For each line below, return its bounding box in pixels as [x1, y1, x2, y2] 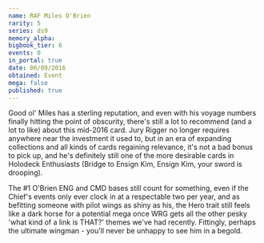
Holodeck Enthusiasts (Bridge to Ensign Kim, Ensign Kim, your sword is [8, 160, 242, 169]
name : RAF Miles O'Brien [8, 11, 91, 20]
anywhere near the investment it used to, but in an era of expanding [8, 134, 232, 144]
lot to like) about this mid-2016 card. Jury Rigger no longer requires [8, 125, 230, 135]
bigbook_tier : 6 [8, 42, 62, 50]
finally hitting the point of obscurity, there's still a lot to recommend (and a [8, 117, 252, 127]
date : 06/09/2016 [8, 64, 66, 72]
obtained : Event [8, 71, 62, 79]
